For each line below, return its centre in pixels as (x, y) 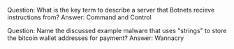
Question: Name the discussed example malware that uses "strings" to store (117, 31)
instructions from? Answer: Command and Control (79, 17)
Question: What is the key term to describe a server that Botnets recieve (111, 10)
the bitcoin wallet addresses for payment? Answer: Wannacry (96, 38)
